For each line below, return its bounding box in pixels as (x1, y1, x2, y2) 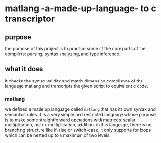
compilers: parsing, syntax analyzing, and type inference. (5, 51, 121, 57)
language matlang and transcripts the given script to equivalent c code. (5, 83, 149, 89)
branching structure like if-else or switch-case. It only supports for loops (5, 127, 151, 133)
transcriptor (5, 13, 55, 24)
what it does (5, 65, 43, 73)
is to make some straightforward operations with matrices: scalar (5, 117, 136, 123)
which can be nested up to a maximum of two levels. (5, 132, 111, 138)
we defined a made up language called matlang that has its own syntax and (5, 106, 156, 112)
